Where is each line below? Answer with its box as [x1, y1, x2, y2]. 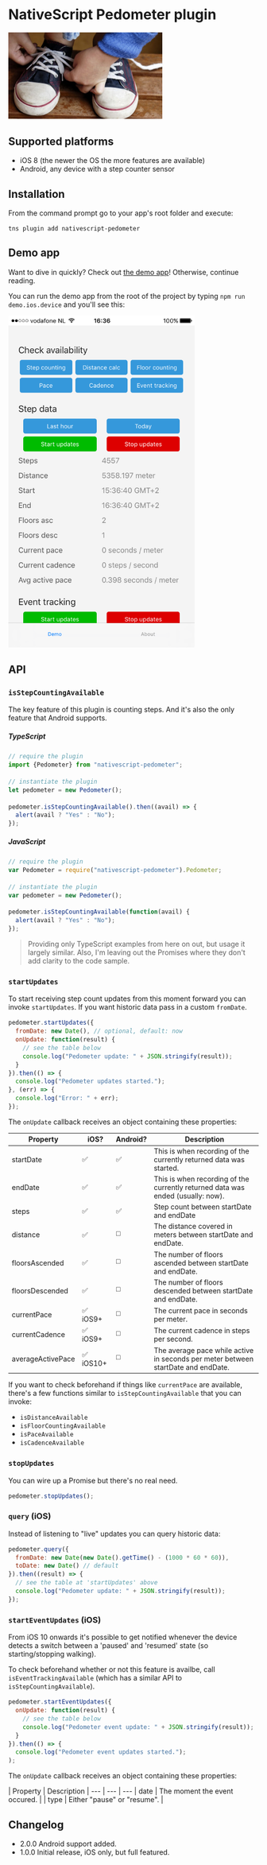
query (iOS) [8, 1510, 52, 1522]
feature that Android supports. [8, 713, 107, 723]
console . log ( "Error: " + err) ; [15, 1095, 119, 1103]
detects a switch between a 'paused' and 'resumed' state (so [8, 1641, 209, 1650]
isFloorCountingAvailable [19, 1422, 106, 1430]
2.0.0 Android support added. [19, 1839, 117, 1848]
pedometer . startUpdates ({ [8, 1019, 94, 1027]
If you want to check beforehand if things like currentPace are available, [8, 1380, 243, 1390]
